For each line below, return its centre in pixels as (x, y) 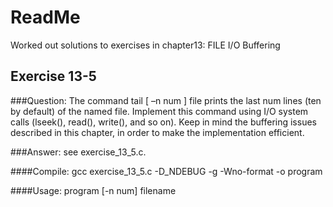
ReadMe (45, 17)
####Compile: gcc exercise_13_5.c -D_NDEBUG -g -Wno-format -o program (166, 171)
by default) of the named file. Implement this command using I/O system (159, 111)
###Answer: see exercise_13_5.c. (78, 152)
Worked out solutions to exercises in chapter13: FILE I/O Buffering (145, 45)
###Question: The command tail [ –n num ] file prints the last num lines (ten (166, 100)
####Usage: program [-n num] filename (93, 190)
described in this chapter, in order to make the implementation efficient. (157, 132)
